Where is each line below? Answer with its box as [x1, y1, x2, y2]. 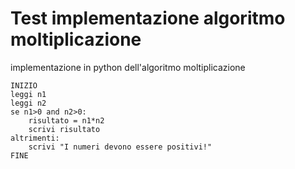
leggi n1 [10, 89, 47, 99]
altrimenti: [10, 133, 60, 143]
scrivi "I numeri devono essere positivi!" [28, 142, 213, 152]
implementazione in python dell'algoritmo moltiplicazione [10, 61, 246, 73]
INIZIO [10, 80, 38, 91]
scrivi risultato [28, 124, 101, 134]
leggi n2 [10, 98, 47, 108]
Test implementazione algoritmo [10, 7, 286, 30]
